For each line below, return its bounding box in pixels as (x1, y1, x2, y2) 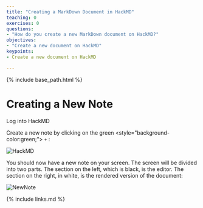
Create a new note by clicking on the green (6, 129, 114, 136)
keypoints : (6, 49, 34, 55)
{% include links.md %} (6, 195, 66, 203)
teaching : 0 (6, 15, 36, 21)
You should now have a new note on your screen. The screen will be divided (6, 159, 198, 166)
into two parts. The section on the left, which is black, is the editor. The (6, 165, 184, 173)
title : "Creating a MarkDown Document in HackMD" (6, 8, 135, 15)
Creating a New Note (6, 97, 114, 111)
